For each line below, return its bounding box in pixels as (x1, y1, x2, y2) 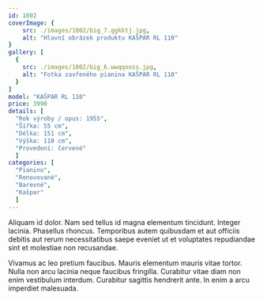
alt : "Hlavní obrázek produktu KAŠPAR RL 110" (22, 33, 178, 42)
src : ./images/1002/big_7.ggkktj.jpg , (22, 26, 150, 34)
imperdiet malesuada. (8, 283, 79, 293)
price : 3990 (8, 100, 47, 108)
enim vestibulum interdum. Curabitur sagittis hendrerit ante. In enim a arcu (8, 275, 250, 284)
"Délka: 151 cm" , (15, 129, 73, 137)
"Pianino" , (15, 166, 51, 174)
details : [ (8, 108, 44, 116)
